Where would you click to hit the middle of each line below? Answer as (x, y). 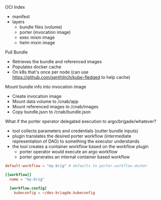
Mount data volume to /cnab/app (45, 101)
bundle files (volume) (41, 27)
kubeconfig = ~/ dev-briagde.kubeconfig (55, 193)
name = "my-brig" (27, 179)
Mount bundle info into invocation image (46, 87)
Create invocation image (37, 96)
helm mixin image (37, 43)
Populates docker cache (37, 67)
